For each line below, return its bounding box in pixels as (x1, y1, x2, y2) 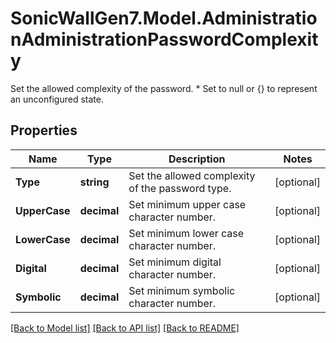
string (79, 175, 110, 189)
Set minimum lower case (128, 226, 245, 240)
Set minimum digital (128, 255, 222, 269)
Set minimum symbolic (128, 283, 236, 297)
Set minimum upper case (128, 197, 247, 211)
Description (168, 152, 226, 166)
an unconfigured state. (10, 93, 104, 105)
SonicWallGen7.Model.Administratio (10, 7, 318, 30)
